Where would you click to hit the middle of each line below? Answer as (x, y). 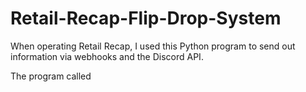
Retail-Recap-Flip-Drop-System (146, 18)
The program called (51, 76)
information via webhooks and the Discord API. (107, 56)
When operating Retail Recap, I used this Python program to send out (153, 46)
